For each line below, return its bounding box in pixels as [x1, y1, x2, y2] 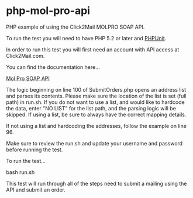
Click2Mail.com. [6, 52, 45, 59]
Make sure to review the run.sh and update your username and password [6, 140, 183, 147]
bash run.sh [6, 168, 35, 176]
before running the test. [6, 146, 63, 153]
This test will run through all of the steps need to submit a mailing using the [6, 180, 187, 187]
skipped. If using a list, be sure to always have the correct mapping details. [6, 111, 187, 118]
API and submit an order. [6, 186, 66, 193]
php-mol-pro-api [6, 4, 91, 18]
